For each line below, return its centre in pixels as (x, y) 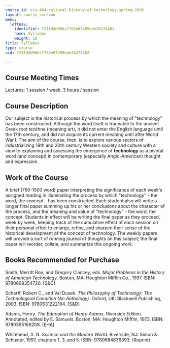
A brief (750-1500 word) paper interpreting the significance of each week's (84, 190)
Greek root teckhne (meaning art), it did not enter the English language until (84, 129)
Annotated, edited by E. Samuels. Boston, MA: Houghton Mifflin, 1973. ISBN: (84, 319)
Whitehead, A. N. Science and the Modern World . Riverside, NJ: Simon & (81, 334)
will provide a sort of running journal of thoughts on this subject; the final (81, 238)
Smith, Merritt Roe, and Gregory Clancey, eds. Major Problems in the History (85, 272)
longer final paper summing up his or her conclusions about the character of (85, 206)
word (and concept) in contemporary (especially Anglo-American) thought (83, 156)
